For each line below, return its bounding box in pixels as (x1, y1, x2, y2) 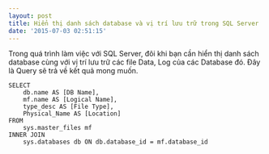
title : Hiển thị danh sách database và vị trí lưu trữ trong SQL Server (8, 19, 259, 27)
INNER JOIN (8, 131, 45, 139)
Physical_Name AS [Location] (23, 110, 122, 118)
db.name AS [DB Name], (23, 89, 100, 97)
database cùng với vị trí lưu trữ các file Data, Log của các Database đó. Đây (8, 57, 261, 67)
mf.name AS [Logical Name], (23, 96, 117, 104)
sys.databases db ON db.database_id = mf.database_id (23, 138, 208, 146)
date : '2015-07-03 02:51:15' (8, 27, 107, 35)
